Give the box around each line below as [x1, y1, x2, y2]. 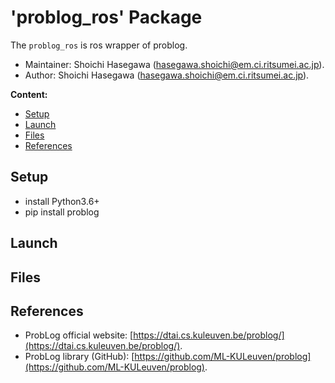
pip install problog [24, 206, 100, 218]
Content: [10, 88, 48, 100]
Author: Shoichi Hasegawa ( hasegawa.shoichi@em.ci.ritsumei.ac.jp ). [24, 69, 310, 81]
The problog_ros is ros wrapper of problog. [10, 39, 188, 51]
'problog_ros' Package [10, 6, 203, 29]
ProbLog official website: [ [24, 329, 134, 341]
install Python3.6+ [24, 195, 100, 207]
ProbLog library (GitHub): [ [24, 351, 135, 363]
